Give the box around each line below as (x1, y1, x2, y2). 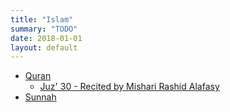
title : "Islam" (10, 14, 74, 25)
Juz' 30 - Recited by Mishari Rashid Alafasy (39, 81, 220, 93)
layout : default (10, 42, 78, 53)
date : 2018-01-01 (10, 33, 83, 43)
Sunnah (24, 91, 57, 103)
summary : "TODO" (10, 24, 78, 34)
